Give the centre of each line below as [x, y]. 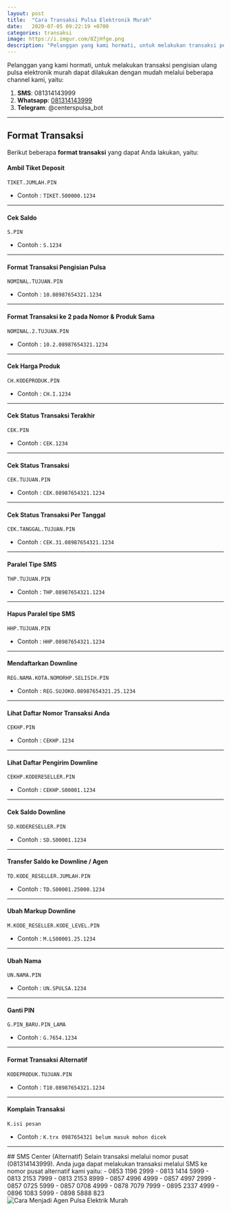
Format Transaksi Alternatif [47, 1060]
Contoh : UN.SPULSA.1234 [52, 988]
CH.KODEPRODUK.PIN [33, 381]
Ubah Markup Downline [42, 911]
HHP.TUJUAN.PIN [29, 628]
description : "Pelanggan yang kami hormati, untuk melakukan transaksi [112, 45]
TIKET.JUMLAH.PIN [32, 183]
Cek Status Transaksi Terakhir [51, 416]
